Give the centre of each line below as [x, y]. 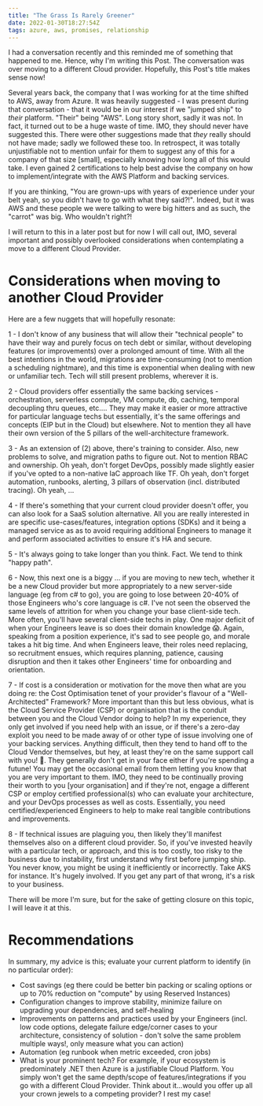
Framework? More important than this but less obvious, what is [152, 702]
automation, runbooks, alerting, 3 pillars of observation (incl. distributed [124, 482]
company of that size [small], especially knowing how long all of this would [129, 160]
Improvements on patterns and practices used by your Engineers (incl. [133, 1019]
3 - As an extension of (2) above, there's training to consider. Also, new [124, 449]
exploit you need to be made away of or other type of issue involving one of [131, 735]
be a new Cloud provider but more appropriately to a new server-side [121, 586]
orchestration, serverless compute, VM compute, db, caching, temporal [124, 400]
